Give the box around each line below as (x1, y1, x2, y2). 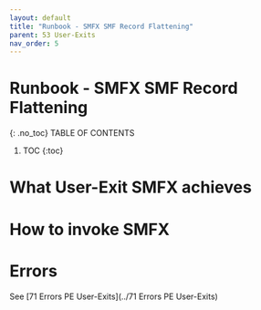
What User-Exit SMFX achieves (9, 177, 253, 198)
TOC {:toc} (22, 145, 64, 156)
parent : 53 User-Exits (9, 30, 96, 39)
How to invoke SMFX (9, 219, 171, 240)
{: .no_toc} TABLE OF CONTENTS (9, 128, 135, 139)
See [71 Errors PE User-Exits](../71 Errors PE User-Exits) (9, 291, 219, 302)
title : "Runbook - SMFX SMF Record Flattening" (9, 22, 194, 31)
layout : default (9, 13, 71, 23)
